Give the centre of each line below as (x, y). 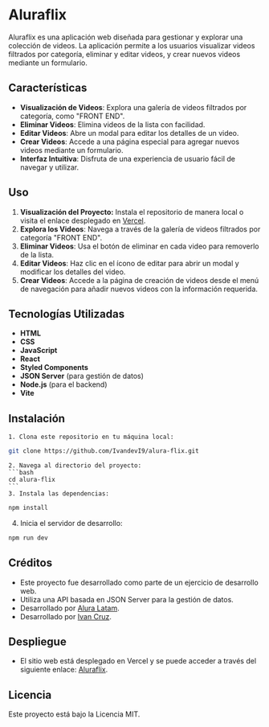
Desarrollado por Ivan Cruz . (66, 616)
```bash (21, 473)
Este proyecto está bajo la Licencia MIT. (74, 714)
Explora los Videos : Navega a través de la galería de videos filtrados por (140, 229)
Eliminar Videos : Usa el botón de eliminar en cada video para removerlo (139, 246)
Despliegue (37, 642)
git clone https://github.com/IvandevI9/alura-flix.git (104, 451)
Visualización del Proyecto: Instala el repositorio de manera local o (132, 212)
